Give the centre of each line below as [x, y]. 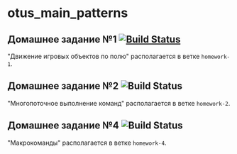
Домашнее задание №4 [63, 126]
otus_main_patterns [68, 13]
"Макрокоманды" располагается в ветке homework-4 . [87, 143]
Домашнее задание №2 [63, 86]
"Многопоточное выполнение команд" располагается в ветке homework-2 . [119, 103]
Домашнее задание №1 [62, 39]
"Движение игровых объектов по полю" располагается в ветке [104, 56]
